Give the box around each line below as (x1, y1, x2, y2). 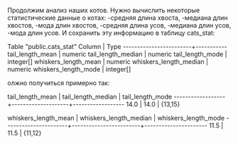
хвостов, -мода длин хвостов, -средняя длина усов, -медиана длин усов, (7, 21, 232, 29)
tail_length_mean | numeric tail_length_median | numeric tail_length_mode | (7, 50, 227, 58)
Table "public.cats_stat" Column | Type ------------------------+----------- (7, 43, 227, 50)
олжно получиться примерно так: (7, 79, 110, 87)
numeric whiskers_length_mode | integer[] (7, 65, 131, 73)
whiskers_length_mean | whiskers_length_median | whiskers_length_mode (7, 113, 225, 122)
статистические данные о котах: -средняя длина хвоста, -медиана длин (7, 13, 228, 22)
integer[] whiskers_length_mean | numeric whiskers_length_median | (7, 57, 208, 66)
